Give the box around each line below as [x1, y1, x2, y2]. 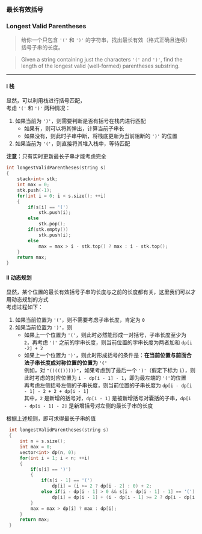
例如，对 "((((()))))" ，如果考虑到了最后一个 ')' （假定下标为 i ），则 [23, 366, 195, 374]
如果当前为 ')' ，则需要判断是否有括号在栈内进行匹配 [14, 118, 146, 125]
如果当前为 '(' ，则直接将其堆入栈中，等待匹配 [14, 140, 130, 147]
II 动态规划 [6, 274, 32, 281]
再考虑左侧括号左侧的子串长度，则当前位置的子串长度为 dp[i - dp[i [23, 382, 192, 389]
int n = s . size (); [19, 438, 66, 444]
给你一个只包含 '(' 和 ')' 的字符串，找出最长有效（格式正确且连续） [20, 36, 191, 43]
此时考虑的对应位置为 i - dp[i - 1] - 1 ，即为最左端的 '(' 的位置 [23, 374, 186, 382]
